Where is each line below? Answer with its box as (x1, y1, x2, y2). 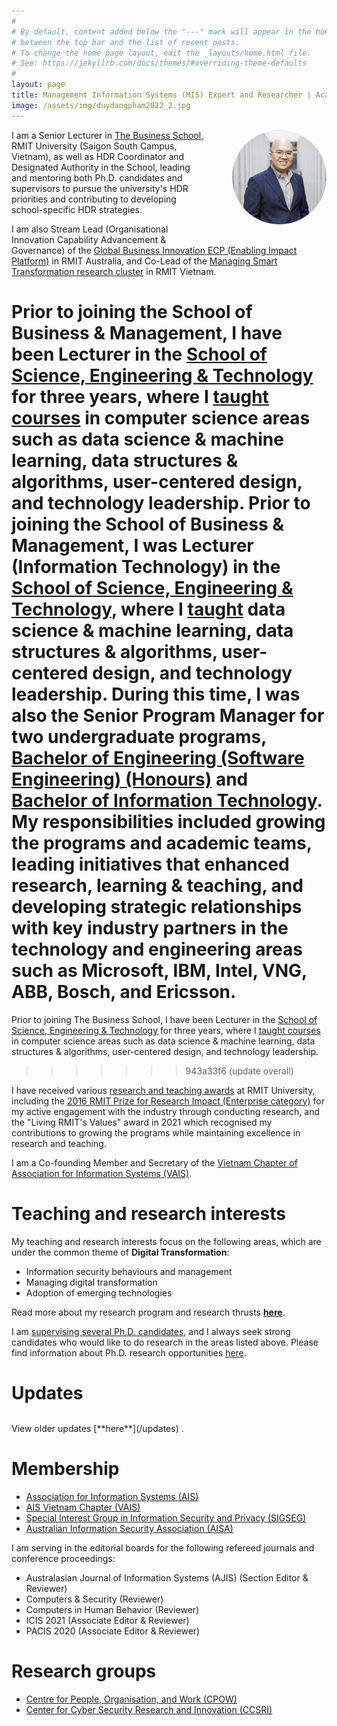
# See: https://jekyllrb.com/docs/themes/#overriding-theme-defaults (11, 58, 308, 69)
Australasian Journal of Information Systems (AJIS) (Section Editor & (25, 1571, 309, 1584)
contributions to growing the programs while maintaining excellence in (11, 1126, 301, 1139)
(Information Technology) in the (11, 555, 281, 578)
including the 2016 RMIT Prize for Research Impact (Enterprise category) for (11, 1095, 325, 1107)
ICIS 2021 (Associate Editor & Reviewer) (25, 1614, 190, 1626)
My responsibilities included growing (11, 810, 326, 833)
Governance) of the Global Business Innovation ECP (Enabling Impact (11, 244, 298, 256)
